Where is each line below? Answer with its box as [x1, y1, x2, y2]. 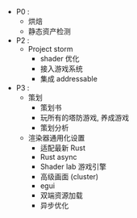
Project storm [27, 44, 74, 53]
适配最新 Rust [39, 143, 86, 153]
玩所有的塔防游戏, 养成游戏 [39, 113, 130, 122]
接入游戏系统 [39, 64, 83, 73]
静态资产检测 [27, 27, 71, 36]
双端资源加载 [39, 191, 83, 200]
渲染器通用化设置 [27, 133, 85, 142]
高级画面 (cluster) [39, 172, 99, 181]
